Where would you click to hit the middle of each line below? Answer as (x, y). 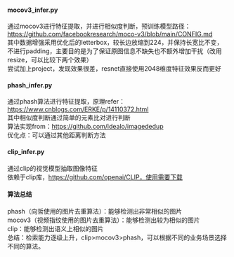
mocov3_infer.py (33, 10)
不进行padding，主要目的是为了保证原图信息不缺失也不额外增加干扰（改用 (115, 51)
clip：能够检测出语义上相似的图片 (56, 228)
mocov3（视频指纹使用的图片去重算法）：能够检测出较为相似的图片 (104, 220)
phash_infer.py (30, 85)
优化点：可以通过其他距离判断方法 (57, 135)
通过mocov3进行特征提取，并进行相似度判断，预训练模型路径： (99, 26)
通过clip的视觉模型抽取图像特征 (53, 168)
